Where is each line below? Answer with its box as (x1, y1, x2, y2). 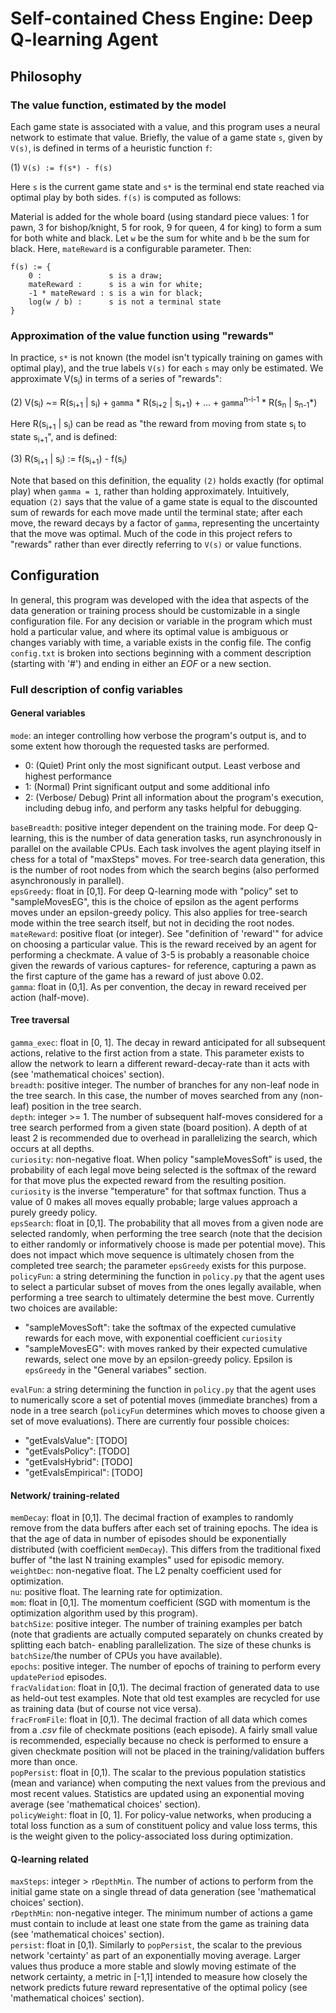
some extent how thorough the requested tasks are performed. (10, 740, 270, 752)
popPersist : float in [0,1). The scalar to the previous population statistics (10, 1767, 306, 1779)
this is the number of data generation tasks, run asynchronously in (48, 832, 322, 844)
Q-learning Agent (10, 28, 159, 51)
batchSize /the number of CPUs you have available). (10, 1650, 223, 1662)
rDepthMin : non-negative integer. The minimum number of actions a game (10, 1907, 313, 1919)
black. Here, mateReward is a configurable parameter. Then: (10, 242, 252, 254)
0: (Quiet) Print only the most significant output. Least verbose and (24, 759, 301, 771)
